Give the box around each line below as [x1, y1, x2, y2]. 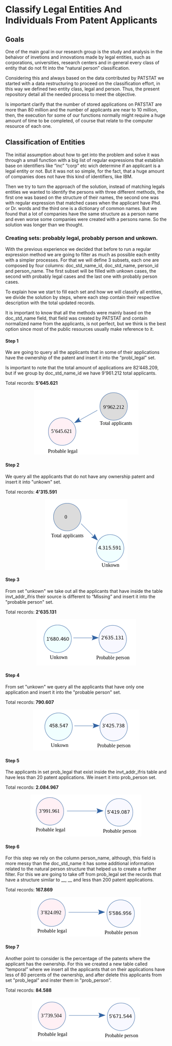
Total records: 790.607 [5, 699, 54, 705]
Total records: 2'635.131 [5, 609, 57, 615]
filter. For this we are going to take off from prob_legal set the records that [5, 871, 161, 877]
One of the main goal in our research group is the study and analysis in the [5, 49, 163, 54]
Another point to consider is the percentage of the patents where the [5, 955, 150, 961]
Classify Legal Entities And [5, 4, 122, 15]
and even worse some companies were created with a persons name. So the [5, 216, 167, 222]
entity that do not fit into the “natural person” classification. [5, 65, 131, 71]
